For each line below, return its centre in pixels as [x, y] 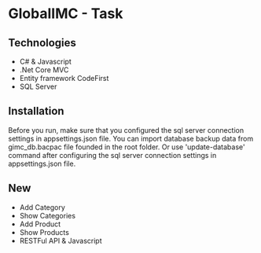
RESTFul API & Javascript [61, 240]
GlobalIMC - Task [66, 14]
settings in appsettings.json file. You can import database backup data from [131, 138]
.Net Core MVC [44, 70]
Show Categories [48, 215]
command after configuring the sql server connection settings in [112, 155]
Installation [36, 111]
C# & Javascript [46, 61]
